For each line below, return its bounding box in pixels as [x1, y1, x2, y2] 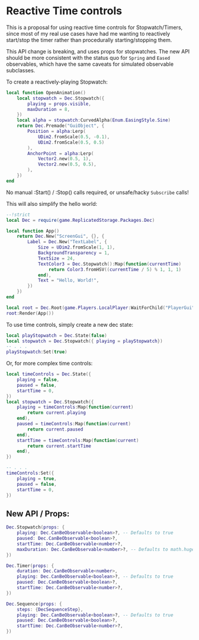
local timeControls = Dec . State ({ [6, 371, 92, 377]
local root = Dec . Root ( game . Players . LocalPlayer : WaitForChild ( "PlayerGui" [6, 304, 195, 311]
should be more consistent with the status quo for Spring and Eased [6, 54, 171, 61]
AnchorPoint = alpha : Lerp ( [27, 150, 94, 157]
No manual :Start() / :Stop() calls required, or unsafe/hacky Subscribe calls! [6, 189, 189, 196]
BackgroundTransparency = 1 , [37, 250, 110, 256]
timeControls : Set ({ [6, 470, 54, 476]
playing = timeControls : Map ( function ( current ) [17, 405, 134, 410]
